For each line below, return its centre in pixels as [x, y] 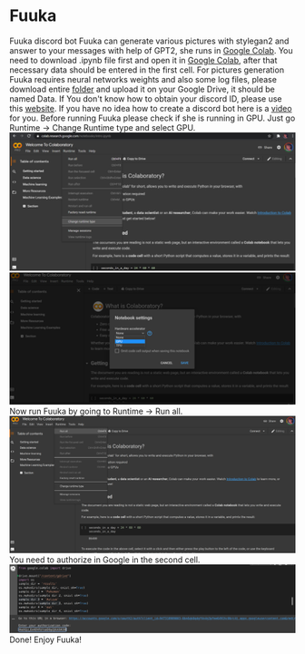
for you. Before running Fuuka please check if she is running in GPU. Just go [152, 118]
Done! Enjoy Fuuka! [45, 639]
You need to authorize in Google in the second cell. [105, 560]
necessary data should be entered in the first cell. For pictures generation [147, 70]
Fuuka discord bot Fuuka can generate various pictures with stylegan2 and [149, 41]
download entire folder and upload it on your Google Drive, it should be [142, 89]
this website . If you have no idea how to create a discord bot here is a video [151, 108]
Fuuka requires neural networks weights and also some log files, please [143, 79]
